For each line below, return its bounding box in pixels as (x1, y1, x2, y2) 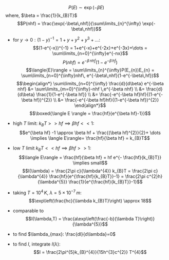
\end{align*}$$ (74, 102, 106, 108)
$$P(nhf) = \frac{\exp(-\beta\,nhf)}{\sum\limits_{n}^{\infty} (17, 21, 141, 26)
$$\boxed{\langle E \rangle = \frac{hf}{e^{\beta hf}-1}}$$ (29, 110, 151, 117)
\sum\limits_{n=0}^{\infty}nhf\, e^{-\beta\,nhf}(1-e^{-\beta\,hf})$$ (21, 72, 159, 79)
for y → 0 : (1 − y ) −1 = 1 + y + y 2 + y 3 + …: (12, 36, 100, 43)
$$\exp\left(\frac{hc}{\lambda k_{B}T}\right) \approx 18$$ (28, 197, 152, 203)
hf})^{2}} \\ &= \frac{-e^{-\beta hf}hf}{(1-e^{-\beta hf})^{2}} (33, 97, 159, 103)
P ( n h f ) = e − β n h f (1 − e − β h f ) (62, 58, 118, 65)
